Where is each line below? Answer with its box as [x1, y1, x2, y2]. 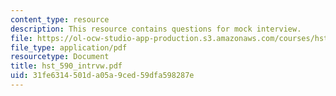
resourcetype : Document [10, 52, 110, 62]
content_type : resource [10, 14, 110, 25]
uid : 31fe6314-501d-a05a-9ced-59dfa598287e [10, 71, 195, 81]
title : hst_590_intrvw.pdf [10, 61, 123, 71]
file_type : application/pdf [10, 42, 128, 53]
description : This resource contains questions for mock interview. [10, 24, 302, 34]
